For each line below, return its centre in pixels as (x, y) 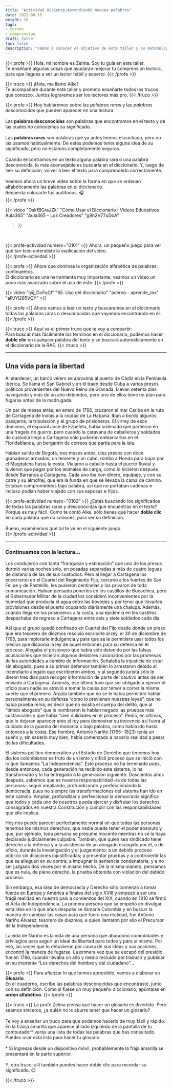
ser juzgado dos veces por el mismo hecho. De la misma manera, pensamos (86, 866)
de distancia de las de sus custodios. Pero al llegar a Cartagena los (76, 574)
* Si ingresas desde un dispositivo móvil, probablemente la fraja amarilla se (84, 1048)
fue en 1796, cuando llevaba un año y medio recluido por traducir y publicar (85, 957)
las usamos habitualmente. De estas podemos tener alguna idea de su (79, 143)
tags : (11, 24)
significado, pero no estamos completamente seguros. (63, 148)
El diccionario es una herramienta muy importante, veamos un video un (81, 277)
